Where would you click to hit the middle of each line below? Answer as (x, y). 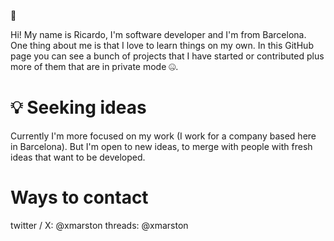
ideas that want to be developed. (78, 157)
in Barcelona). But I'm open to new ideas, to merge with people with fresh (161, 146)
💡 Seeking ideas (78, 107)
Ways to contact (79, 197)
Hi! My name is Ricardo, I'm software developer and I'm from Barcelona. (158, 34)
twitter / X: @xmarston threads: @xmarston (99, 225)
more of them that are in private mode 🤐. (94, 66)
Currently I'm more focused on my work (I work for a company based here (163, 136)
